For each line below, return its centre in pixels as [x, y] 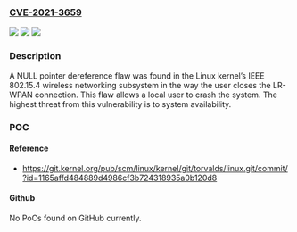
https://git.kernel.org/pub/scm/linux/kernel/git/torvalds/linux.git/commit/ [155, 168]
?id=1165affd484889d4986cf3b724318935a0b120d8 [120, 178]
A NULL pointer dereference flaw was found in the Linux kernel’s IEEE [137, 75]
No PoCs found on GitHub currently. [75, 218]
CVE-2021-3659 [45, 12]
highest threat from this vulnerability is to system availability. [120, 104]
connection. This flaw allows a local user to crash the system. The [156, 95]
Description [35, 56]
